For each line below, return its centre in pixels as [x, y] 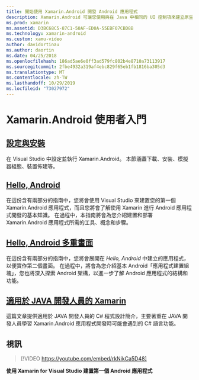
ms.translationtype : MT [36, 72]
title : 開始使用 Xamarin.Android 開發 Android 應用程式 [72, 12]
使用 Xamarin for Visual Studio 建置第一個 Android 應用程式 [79, 371]
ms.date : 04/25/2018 [32, 56]
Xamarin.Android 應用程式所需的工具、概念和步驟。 [69, 222]
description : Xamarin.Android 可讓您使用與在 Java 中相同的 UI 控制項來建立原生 [100, 17]
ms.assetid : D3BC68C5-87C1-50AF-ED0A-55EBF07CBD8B [70, 28]
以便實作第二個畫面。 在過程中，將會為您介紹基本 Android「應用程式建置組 [98, 265]
